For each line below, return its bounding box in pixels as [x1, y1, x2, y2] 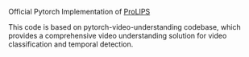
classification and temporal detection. [8, 39, 134, 49]
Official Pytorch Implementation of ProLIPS [8, 7, 151, 16]
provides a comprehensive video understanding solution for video [8, 31, 227, 40]
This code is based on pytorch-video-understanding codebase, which [8, 22, 241, 31]
